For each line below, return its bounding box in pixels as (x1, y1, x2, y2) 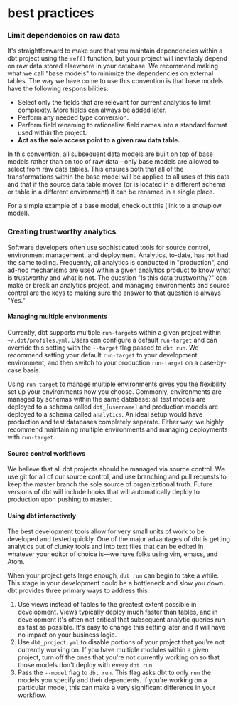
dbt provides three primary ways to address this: (7, 586, 150, 595)
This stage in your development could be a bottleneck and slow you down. (7, 579, 225, 587)
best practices (7, 5, 94, 21)
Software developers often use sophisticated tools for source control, (7, 243, 211, 251)
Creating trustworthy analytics (7, 226, 117, 236)
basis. (23, 365, 41, 375)
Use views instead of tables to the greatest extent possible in (17, 600, 197, 609)
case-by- (199, 358, 227, 367)
